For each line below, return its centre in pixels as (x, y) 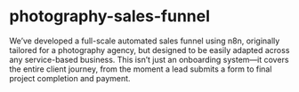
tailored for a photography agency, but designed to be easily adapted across (149, 50)
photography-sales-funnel (110, 16)
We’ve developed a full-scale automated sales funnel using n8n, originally (145, 41)
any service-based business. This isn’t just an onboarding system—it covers (149, 59)
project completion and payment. (70, 78)
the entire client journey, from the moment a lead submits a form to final (141, 69)
